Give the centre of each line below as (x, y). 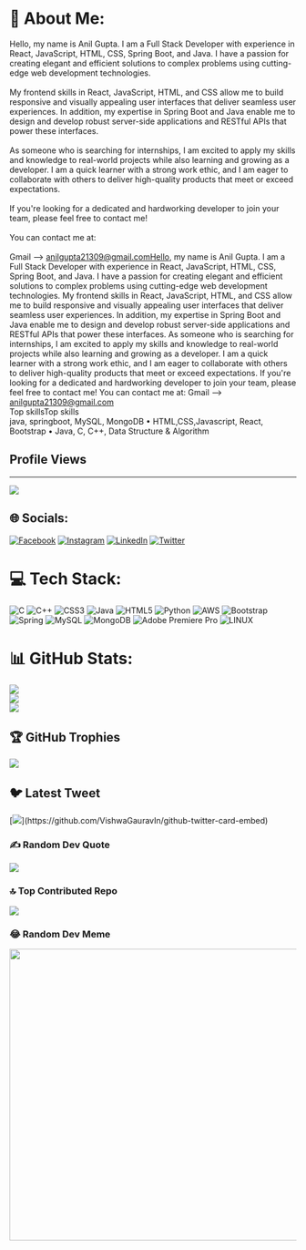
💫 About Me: (57, 19)
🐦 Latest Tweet (55, 793)
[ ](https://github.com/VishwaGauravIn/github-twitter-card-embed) (139, 821)
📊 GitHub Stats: (71, 658)
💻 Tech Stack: (66, 579)
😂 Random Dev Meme (60, 934)
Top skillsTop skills (44, 411)
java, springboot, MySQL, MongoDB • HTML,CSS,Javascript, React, (137, 421)
